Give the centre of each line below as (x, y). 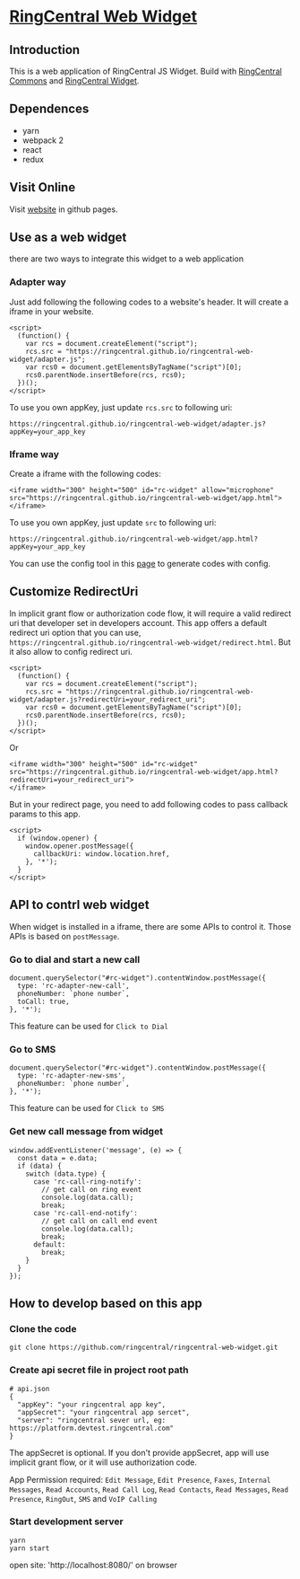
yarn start (30, 1548)
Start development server (66, 1522)
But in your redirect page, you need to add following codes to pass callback (149, 804)
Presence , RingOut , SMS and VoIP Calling (83, 1498)
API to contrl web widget (79, 905)
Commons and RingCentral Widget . (74, 81)
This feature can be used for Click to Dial (89, 1026)
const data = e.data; (58, 1158)
